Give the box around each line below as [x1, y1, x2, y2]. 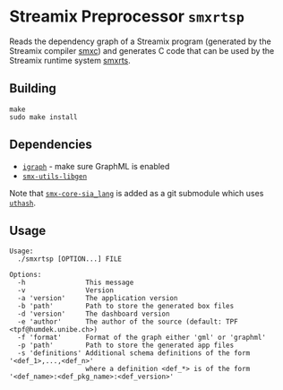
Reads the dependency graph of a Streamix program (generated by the [9, 36, 271, 47]
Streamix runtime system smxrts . [9, 55, 132, 65]
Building [9, 81, 56, 96]
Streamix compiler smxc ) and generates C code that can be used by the [9, 45, 275, 56]
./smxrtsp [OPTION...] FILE [17, 255, 123, 264]
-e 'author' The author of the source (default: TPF [17, 317, 239, 326]
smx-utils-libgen [21, 172, 88, 181]
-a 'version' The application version [17, 294, 178, 303]
